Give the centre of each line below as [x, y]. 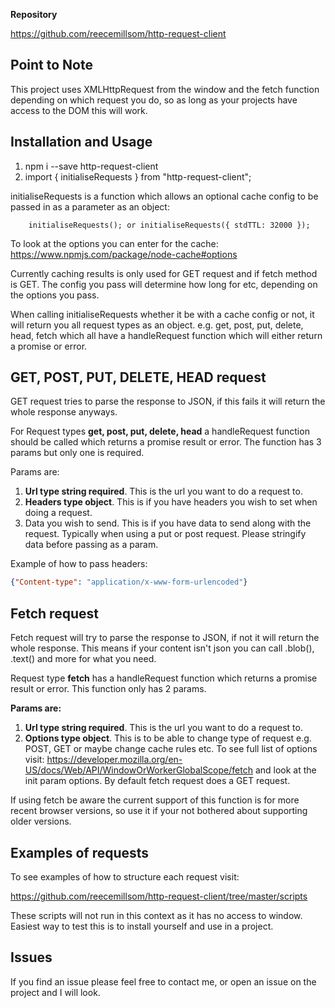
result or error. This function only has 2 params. [108, 689]
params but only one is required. [77, 453]
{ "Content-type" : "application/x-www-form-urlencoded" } [129, 582]
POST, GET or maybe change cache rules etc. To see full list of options [171, 749]
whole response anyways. [64, 412]
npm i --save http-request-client [91, 166]
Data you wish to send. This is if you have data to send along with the [168, 523]
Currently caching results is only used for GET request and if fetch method [164, 273]
